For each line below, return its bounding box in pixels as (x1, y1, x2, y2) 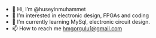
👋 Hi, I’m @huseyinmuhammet (11, 6, 86, 12)
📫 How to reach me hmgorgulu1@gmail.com (11, 25, 123, 32)
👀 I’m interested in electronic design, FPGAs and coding (11, 12, 149, 19)
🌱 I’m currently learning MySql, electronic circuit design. (11, 18, 151, 25)
